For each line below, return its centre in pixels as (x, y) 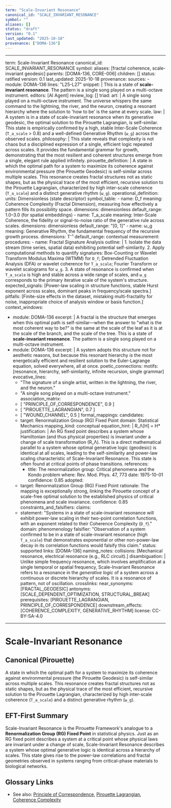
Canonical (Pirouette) (40, 660)
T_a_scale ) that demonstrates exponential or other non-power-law (90, 540)
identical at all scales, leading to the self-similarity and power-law (89, 453)
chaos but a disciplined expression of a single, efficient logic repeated (79, 144)
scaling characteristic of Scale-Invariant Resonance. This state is (88, 458)
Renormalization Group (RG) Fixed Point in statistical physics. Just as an (82, 733)
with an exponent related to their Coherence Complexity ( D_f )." (86, 523)
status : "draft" (22, 29)
